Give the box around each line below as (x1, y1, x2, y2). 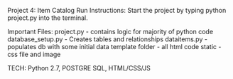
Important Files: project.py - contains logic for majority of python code (7, 28, 214, 36)
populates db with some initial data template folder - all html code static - (7, 43, 222, 51)
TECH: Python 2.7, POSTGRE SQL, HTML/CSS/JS (7, 64, 151, 72)
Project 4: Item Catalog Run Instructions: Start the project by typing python (7, 6, 227, 14)
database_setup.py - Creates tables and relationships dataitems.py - (7, 35, 208, 43)
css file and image (7, 50, 61, 58)
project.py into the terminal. (7, 14, 88, 22)
